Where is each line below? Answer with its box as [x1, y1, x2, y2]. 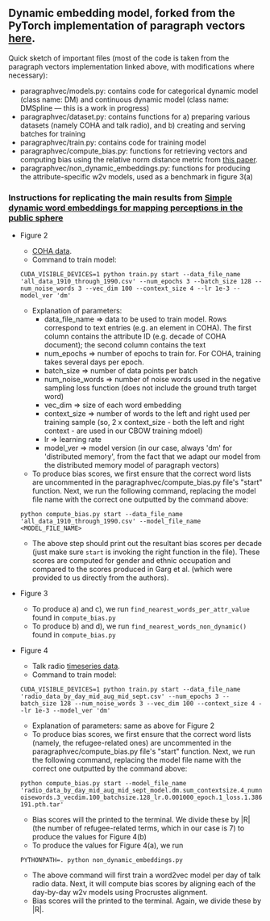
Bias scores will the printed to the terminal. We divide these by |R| [31, 815, 251, 825]
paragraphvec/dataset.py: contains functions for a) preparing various [19, 111, 251, 121]
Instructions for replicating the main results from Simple [8, 191, 232, 203]
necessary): [8, 70, 48, 80]
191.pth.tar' [19, 801, 64, 809]
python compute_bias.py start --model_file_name [19, 780, 187, 788]
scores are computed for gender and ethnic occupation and [31, 556, 231, 566]
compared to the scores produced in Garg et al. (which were [31, 565, 233, 574]
